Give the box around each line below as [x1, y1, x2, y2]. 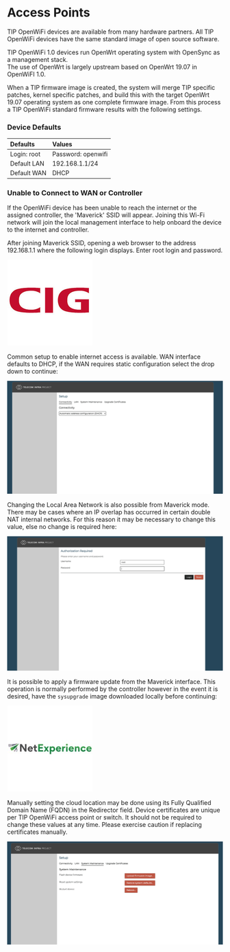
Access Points [7, 5, 90, 21]
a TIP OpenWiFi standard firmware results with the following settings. [7, 105, 203, 113]
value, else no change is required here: [7, 523, 117, 531]
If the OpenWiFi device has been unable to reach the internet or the [7, 204, 197, 212]
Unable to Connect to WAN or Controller [7, 188, 143, 197]
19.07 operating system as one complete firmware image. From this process [7, 98, 221, 106]
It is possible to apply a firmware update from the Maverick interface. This [7, 678, 216, 686]
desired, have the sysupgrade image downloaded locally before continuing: [7, 692, 218, 701]
